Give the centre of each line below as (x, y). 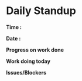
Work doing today (28, 61)
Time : (14, 27)
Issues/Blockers (26, 72)
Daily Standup (41, 11)
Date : (13, 38)
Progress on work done (35, 50)
